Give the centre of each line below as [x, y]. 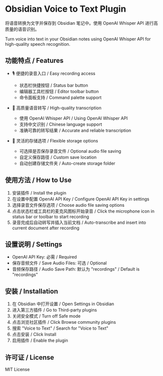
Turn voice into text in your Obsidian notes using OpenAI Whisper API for [78, 39]
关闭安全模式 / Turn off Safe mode [46, 316]
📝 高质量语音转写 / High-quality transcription [57, 108]
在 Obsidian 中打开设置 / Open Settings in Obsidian [63, 304]
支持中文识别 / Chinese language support [61, 124]
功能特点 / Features [34, 61]
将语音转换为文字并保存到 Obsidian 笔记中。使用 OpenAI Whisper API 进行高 [81, 23]
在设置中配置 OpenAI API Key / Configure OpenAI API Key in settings [81, 199]
